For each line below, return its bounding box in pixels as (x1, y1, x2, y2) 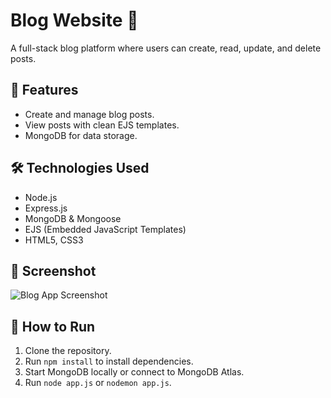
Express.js (24, 202, 68, 214)
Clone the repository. (24, 345, 112, 357)
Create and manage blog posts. (24, 108, 155, 120)
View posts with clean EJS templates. (24, 119, 180, 131)
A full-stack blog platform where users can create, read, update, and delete (10, 42, 322, 54)
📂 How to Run (10, 318, 96, 335)
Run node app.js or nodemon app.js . (24, 377, 172, 389)
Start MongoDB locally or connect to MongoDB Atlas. (24, 366, 245, 378)
